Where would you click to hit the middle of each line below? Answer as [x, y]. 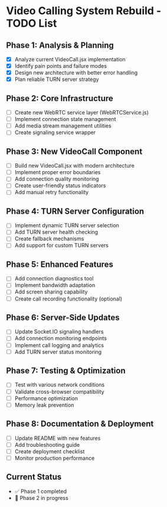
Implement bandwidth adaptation [55, 285]
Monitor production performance [55, 458]
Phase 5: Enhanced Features [60, 264]
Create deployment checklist [50, 451]
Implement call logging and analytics [59, 345]
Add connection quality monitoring [57, 179]
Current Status [34, 477]
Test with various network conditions [60, 385]
